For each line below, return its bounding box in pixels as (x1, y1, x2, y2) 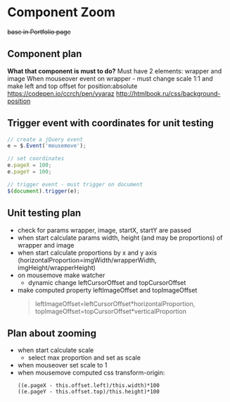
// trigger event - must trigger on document (7, 181, 143, 188)
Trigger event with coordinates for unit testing (7, 117, 215, 129)
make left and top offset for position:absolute (7, 82, 138, 90)
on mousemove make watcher (17, 271, 106, 279)
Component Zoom (7, 4, 116, 20)
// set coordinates (7, 155, 65, 162)
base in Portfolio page (7, 28, 72, 36)
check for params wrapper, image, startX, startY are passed (17, 226, 191, 234)
